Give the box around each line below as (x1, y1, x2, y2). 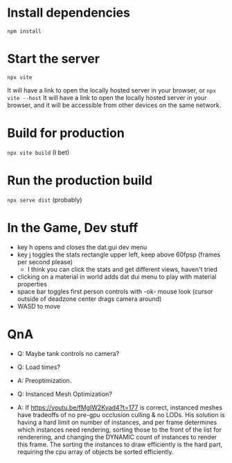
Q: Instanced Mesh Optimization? (17, 389, 113, 398)
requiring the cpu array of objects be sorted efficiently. (17, 447, 175, 456)
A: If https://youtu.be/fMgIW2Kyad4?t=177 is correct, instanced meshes (17, 403, 223, 412)
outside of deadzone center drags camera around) (17, 294, 162, 303)
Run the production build (7, 172, 153, 188)
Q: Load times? (17, 363, 61, 371)
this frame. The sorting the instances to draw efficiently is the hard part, (17, 440, 223, 448)
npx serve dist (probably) (7, 195, 82, 204)
